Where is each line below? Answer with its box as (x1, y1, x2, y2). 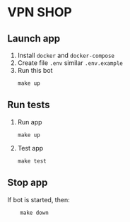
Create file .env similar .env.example (17, 59, 124, 67)
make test (17, 157, 47, 165)
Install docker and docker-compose (17, 51, 115, 59)
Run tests (7, 99, 50, 111)
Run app (17, 117, 42, 126)
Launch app (7, 33, 61, 45)
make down (20, 209, 49, 216)
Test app (17, 144, 44, 152)
